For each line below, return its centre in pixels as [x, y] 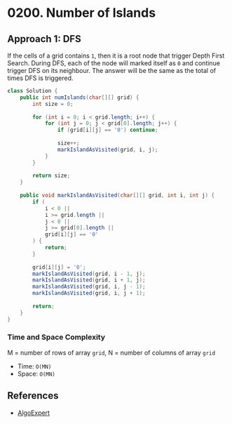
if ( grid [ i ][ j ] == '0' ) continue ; [108, 130]
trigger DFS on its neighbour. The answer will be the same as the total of [111, 71]
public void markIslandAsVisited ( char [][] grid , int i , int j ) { [117, 195]
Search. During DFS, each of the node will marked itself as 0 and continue [114, 63]
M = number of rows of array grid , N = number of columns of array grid [111, 352]
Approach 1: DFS [45, 39]
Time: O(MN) [34, 366]
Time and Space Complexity [56, 337]
